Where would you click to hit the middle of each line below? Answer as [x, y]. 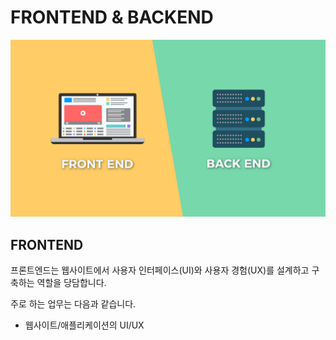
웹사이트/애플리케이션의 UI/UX [84, 325]
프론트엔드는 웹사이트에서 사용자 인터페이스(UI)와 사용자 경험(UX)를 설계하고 [160, 270]
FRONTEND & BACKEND [112, 17]
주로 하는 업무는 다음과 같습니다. [73, 304]
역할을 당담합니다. [71, 283]
